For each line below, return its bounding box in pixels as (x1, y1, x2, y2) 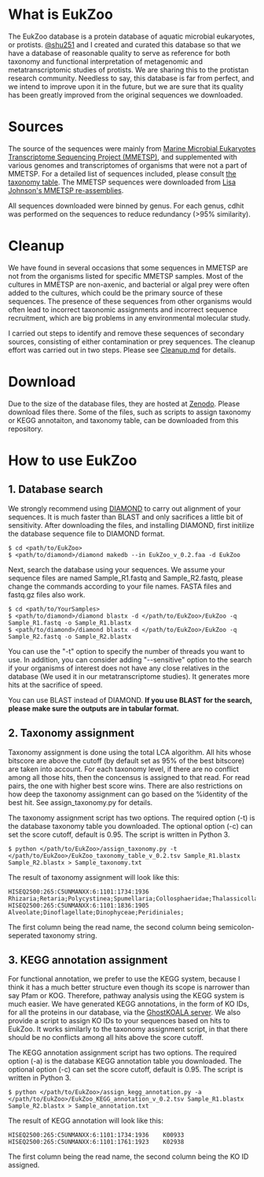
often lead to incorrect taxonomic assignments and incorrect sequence (8, 305, 238, 314)
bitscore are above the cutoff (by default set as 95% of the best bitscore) (8, 756, 245, 765)
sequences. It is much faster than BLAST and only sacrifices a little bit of (8, 512, 244, 522)
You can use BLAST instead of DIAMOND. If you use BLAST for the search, (8, 695, 253, 704)
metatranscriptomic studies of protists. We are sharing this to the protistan (8, 65, 249, 74)
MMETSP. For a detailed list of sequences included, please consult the (8, 169, 237, 178)
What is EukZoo (8, 6, 114, 24)
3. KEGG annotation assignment (8, 953, 168, 967)
